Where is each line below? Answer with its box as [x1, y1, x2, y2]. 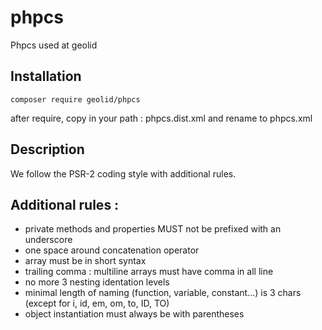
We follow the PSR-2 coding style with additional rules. [10, 167, 237, 180]
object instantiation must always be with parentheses [24, 308, 245, 320]
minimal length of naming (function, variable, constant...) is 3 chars [24, 287, 302, 299]
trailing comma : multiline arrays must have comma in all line [24, 266, 274, 278]
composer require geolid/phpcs [10, 94, 141, 105]
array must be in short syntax [24, 255, 147, 267]
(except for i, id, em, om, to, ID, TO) [24, 297, 170, 310]
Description [10, 141, 85, 158]
